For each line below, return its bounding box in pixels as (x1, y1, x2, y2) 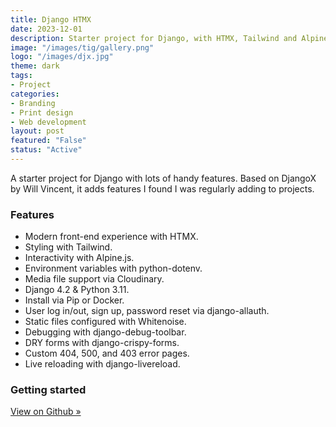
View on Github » (10, 406, 82, 418)
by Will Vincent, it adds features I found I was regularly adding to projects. (10, 182, 315, 195)
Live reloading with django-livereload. (24, 358, 181, 370)
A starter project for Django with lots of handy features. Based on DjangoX (10, 172, 317, 184)
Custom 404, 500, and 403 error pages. (24, 347, 190, 360)
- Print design (10, 107, 74, 118)
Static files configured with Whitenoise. (24, 316, 187, 328)
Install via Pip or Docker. (24, 294, 125, 306)
